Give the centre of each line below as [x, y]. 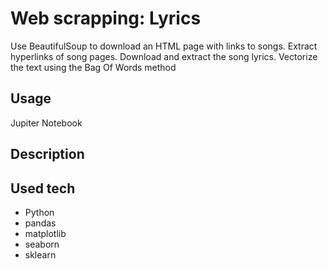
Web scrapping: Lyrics [106, 18]
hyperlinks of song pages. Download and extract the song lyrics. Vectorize [164, 56]
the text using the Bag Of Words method [93, 67]
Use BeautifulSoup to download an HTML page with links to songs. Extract [164, 46]
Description [47, 154]
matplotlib [45, 233]
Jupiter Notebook [46, 123]
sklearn [40, 254]
